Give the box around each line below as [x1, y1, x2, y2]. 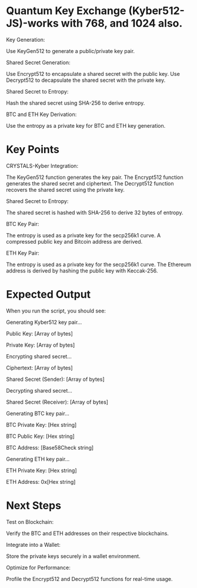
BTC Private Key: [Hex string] [6, 421, 77, 428]
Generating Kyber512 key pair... [6, 318, 82, 325]
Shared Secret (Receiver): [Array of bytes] [6, 398, 109, 406]
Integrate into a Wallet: [6, 541, 61, 548]
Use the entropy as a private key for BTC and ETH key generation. [6, 122, 166, 129]
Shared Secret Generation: [6, 59, 71, 66]
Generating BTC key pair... [6, 410, 69, 417]
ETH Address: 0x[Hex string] [6, 478, 76, 485]
